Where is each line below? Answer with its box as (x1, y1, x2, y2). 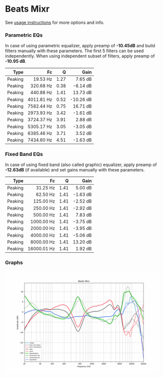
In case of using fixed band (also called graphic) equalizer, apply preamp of (5, 162, 157, 168)
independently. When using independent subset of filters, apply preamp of (5, 53, 155, 59)
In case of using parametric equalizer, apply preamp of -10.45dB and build (5, 43, 155, 49)
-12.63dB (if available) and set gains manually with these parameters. (5, 167, 145, 173)
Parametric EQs (5, 32, 43, 38)
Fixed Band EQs (5, 151, 43, 157)
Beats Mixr (5, 3, 50, 15)
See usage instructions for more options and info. (5, 19, 105, 25)
